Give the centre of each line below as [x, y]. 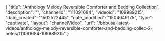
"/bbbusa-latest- [113, 23]
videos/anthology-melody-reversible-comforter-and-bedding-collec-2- [79, 28]
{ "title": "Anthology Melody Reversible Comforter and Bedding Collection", [82, 7]
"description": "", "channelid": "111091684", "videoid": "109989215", [75, 12]
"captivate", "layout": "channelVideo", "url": [50, 23]
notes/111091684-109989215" [36, 33]
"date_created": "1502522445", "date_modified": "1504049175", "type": [79, 18]
